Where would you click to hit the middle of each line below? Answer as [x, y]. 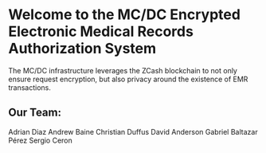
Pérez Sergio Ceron [41, 140]
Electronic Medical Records [101, 31]
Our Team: [35, 113]
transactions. [30, 87]
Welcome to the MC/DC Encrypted [125, 15]
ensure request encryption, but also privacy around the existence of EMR [128, 79]
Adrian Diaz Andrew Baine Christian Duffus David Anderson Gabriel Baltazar [133, 131]
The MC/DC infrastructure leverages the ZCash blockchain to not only [123, 70]
